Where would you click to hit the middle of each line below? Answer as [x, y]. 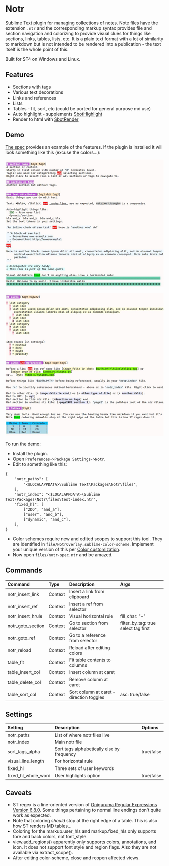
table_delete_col [24, 682]
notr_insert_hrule [25, 616]
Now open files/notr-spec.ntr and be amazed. [62, 555]
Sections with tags [32, 87]
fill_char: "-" [133, 616]
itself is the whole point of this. [37, 49]
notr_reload [19, 650]
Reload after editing [90, 648]
